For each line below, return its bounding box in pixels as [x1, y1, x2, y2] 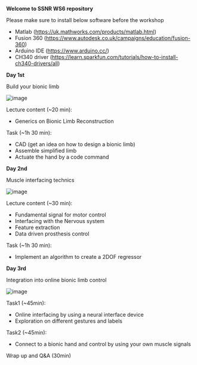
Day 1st [6, 72, 25, 78]
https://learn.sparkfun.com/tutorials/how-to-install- [51, 54, 178, 60]
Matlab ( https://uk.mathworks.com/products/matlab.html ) [14, 28, 157, 35]
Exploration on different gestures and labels [14, 317, 122, 324]
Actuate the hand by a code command [14, 153, 109, 160]
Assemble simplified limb [14, 147, 76, 154]
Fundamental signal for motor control [14, 211, 106, 218]
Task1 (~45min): [6, 299, 46, 307]
